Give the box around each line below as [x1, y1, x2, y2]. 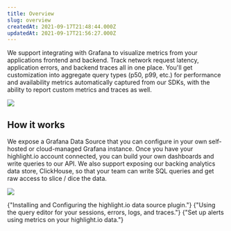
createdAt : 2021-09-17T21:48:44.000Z [7, 23, 117, 30]
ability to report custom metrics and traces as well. [7, 86, 153, 94]
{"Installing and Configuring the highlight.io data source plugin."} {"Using [7, 201, 216, 209]
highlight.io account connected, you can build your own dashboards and [7, 152, 214, 161]
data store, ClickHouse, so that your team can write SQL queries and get [7, 167, 214, 175]
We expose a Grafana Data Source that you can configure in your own [7, 137, 207, 146]
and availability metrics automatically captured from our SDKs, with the [7, 78, 210, 87]
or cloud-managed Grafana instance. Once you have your [28, 145, 194, 153]
